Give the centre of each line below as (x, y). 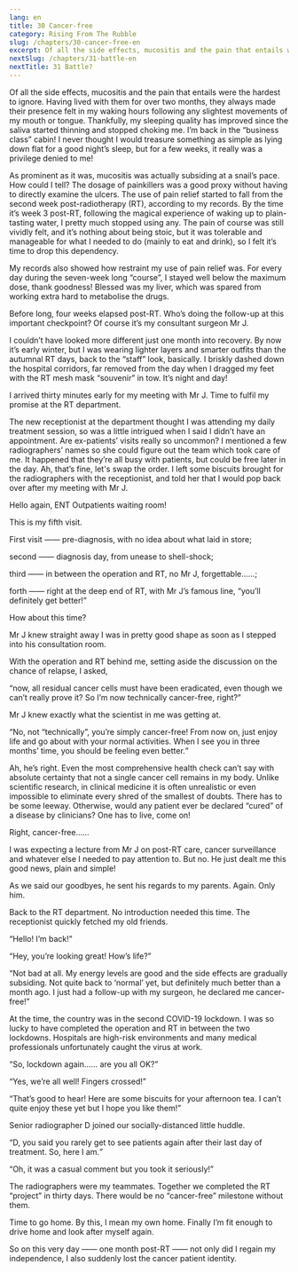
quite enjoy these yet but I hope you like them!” (95, 1108)
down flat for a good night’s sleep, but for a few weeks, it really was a (136, 148)
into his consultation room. (58, 644)
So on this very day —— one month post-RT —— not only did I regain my (143, 1249)
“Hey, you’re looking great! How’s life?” (80, 956)
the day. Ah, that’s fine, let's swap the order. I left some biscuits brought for (146, 469)
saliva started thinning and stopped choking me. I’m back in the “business (144, 130)
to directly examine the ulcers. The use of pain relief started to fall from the (146, 194)
